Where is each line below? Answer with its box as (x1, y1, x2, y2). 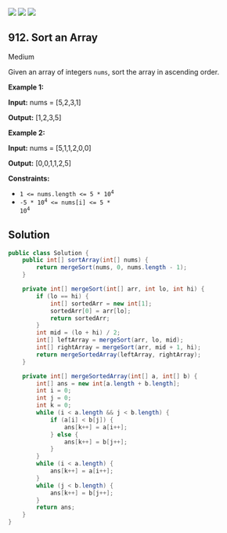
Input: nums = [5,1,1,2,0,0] (8, 143, 92, 152)
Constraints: (8, 173, 50, 183)
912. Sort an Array (8, 31, 98, 45)
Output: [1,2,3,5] (8, 112, 62, 122)
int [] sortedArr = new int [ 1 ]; (49, 299, 153, 308)
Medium (8, 52, 35, 61)
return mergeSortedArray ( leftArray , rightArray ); (36, 350, 201, 359)
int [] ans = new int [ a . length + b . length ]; (36, 379, 180, 388)
